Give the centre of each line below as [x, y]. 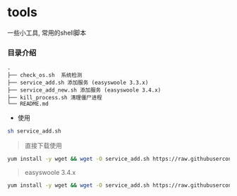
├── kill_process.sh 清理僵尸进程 [55, 98]
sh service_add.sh [34, 131]
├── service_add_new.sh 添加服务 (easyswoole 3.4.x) [84, 90]
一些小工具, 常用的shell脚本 [47, 32]
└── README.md [28, 104]
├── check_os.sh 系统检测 [45, 75]
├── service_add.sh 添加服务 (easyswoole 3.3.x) [78, 83]
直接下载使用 [43, 146]
